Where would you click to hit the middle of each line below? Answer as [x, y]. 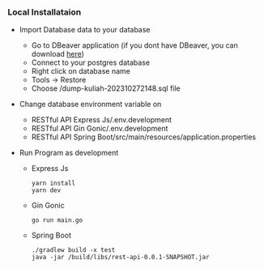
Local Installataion [45, 12]
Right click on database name [81, 71]
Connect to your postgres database [91, 62]
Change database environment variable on [90, 105]
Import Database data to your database [85, 30]
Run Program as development [69, 153]
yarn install [53, 184]
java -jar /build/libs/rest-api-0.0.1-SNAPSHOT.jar [120, 258]
